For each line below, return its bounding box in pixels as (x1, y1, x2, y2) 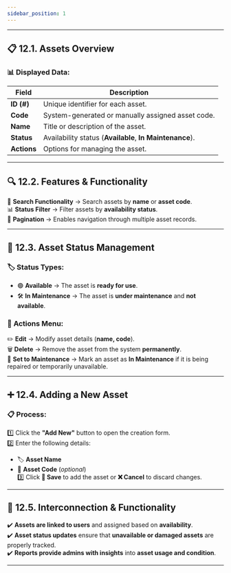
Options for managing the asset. (43, 144, 146, 154)
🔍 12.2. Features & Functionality (7, 176, 148, 187)
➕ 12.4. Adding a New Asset (7, 388, 129, 400)
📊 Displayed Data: (7, 67, 70, 76)
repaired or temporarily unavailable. (7, 362, 109, 371)
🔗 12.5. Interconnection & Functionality (7, 502, 177, 514)
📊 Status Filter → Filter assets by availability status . (7, 205, 158, 213)
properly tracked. (7, 541, 56, 549)
